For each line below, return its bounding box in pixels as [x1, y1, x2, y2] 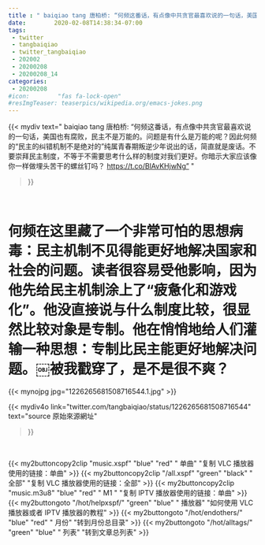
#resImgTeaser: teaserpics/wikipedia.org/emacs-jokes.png [8, 99, 203, 107]
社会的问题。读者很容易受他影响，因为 [8, 261, 258, 280]
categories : [8, 77, 47, 85]
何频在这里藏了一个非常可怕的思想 [8, 222, 230, 240]
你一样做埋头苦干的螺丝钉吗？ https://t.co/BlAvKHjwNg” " [8, 161, 195, 171]
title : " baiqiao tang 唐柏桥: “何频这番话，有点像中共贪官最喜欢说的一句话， [8, 11, 247, 20]
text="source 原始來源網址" [8, 411, 98, 421]
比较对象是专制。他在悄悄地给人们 [22, 321, 244, 339]
